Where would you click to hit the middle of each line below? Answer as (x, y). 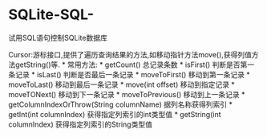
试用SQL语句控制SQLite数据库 (58, 37)
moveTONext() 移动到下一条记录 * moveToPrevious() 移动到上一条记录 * (127, 94)
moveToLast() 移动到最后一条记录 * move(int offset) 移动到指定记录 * (121, 84)
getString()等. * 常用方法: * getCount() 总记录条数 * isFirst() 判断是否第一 (135, 65)
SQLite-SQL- (51, 15)
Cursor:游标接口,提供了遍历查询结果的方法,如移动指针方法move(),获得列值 (130, 54)
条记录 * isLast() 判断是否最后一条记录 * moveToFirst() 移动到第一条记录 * (129, 74)
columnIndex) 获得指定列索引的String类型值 (80, 124)
